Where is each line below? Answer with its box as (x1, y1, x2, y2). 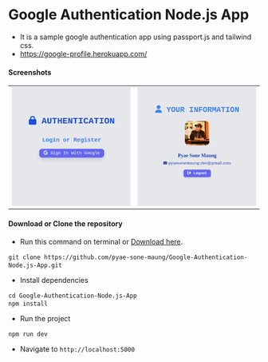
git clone (8, 253, 41, 261)
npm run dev (8, 330, 48, 338)
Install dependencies (19, 275, 89, 284)
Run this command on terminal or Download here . (19, 237, 183, 246)
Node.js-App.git (8, 261, 62, 269)
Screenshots (8, 67, 52, 77)
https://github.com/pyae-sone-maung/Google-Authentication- (43, 253, 248, 261)
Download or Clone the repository (8, 218, 123, 229)
